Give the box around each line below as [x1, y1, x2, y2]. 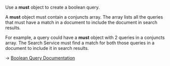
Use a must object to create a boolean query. [5, 5, 100, 10]
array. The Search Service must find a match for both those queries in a [5, 40, 155, 46]
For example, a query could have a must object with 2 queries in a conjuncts [5, 35, 165, 40]
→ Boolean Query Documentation [5, 55, 75, 61]
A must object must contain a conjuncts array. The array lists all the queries [5, 14, 163, 20]
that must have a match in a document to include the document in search [5, 20, 158, 25]
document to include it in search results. [5, 45, 89, 51]
